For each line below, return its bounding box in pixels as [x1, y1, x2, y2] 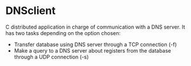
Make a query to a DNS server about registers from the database [14, 47, 172, 54]
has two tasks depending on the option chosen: [5, 29, 121, 36]
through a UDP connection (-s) [14, 53, 89, 60]
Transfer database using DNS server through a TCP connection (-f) [14, 41, 177, 48]
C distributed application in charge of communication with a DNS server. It [5, 23, 186, 30]
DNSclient [5, 4, 56, 18]
